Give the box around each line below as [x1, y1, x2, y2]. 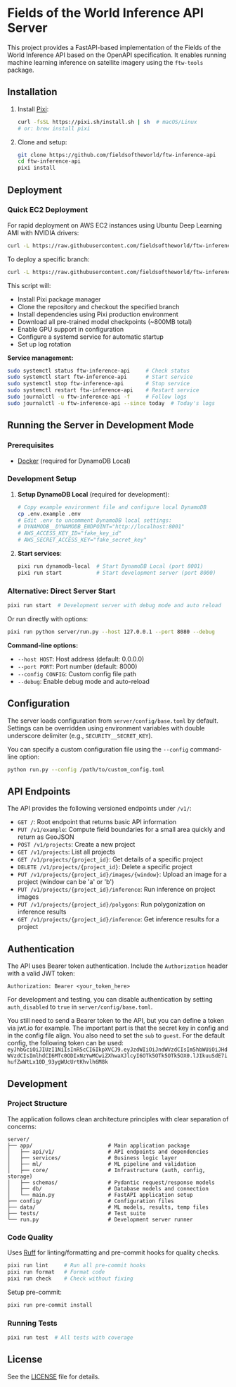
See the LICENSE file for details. [7, 1372, 100, 1381]
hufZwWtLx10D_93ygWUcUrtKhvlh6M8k [7, 1059, 109, 1066]
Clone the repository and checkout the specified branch [17, 302, 180, 311]
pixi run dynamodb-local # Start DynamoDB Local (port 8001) [17, 563, 204, 570]
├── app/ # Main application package [7, 1142, 190, 1149]
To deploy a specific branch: [7, 255, 90, 263]
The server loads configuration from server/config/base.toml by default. [7, 716, 219, 725]
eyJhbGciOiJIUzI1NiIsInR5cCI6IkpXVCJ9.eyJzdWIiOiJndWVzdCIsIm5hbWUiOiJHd [7, 1046, 228, 1054]
